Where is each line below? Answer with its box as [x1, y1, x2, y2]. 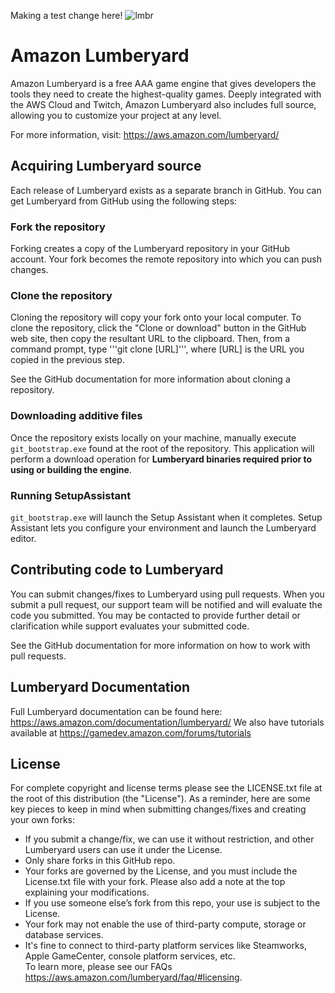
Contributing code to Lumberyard [10, 561, 224, 579]
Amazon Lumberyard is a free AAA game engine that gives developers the [10, 77, 317, 89]
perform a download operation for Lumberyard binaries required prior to [10, 453, 313, 465]
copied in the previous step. [10, 354, 125, 366]
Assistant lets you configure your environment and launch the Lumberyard [10, 521, 317, 534]
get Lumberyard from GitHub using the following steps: [10, 195, 238, 207]
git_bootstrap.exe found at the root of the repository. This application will [10, 442, 315, 454]
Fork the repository [10, 220, 106, 234]
